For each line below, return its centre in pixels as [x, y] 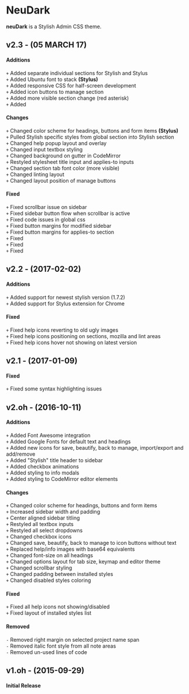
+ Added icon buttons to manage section [55, 92]
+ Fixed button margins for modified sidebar [59, 225]
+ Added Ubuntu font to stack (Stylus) [52, 79]
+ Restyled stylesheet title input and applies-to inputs [70, 161]
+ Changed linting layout [35, 174]
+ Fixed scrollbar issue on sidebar [47, 207]
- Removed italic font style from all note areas [61, 646]
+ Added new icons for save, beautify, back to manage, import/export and [95, 447]
